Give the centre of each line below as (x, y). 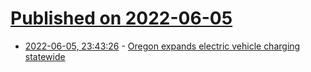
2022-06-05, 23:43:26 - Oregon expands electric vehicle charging (162, 46)
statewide (45, 56)
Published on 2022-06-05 (121, 18)
